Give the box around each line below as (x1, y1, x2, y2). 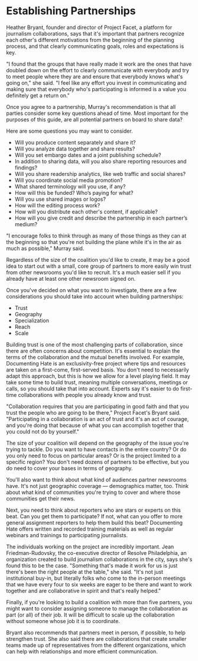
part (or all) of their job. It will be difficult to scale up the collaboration (6, 611, 175, 618)
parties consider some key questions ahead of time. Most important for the (6, 110, 189, 117)
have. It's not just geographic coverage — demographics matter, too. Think (6, 482, 189, 489)
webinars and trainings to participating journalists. (6, 531, 128, 538)
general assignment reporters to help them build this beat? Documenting (6, 519, 183, 526)
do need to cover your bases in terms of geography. (6, 464, 133, 471)
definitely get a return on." (6, 92, 70, 99)
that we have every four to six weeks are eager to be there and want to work (6, 580, 192, 588)
